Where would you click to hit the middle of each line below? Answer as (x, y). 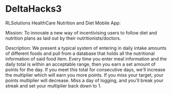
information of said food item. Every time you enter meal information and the (86, 58)
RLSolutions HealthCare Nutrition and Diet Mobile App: (63, 23)
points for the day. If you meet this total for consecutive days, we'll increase (85, 70)
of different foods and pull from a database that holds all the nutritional (80, 53)
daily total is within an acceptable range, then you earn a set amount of (80, 64)
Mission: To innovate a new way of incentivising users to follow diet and (81, 33)
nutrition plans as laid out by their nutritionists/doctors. (63, 38)
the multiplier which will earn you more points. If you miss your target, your (84, 75)
